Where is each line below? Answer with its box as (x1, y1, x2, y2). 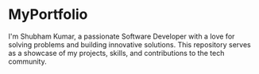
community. (8, 57, 47, 66)
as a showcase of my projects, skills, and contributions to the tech (8, 48, 225, 57)
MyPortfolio (8, 6, 88, 24)
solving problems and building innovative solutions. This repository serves (8, 39, 252, 49)
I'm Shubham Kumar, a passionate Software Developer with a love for (8, 31, 235, 41)
